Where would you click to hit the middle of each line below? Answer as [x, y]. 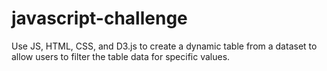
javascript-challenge [99, 18]
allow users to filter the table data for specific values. [121, 56]
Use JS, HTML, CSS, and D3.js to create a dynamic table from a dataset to [164, 46]
